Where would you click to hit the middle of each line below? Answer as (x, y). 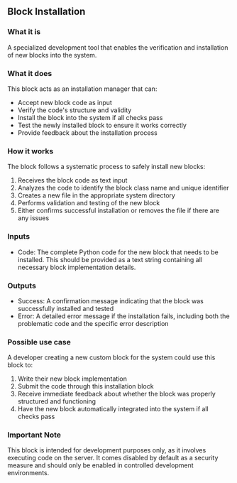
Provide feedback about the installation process (87, 132)
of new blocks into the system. (52, 55)
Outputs (22, 286)
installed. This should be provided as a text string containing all (110, 259)
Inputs (19, 237)
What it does (30, 73)
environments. (28, 473)
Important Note (34, 435)
